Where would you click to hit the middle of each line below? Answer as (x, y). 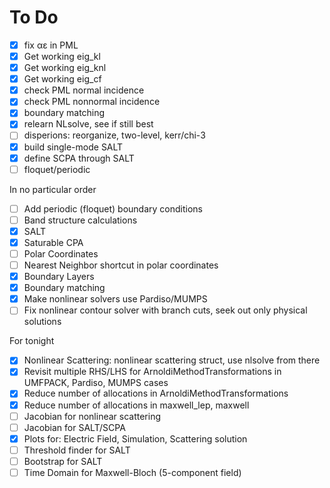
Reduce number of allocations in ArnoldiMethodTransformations (156, 393)
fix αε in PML (51, 45)
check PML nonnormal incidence (92, 102)
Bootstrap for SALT (63, 461)
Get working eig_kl (62, 56)
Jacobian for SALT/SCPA (74, 427)
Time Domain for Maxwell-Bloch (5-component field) (132, 472)
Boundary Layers (59, 277)
